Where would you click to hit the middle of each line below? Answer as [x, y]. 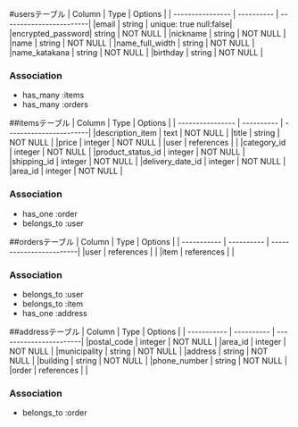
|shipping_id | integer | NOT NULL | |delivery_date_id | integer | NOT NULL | [148, 162]
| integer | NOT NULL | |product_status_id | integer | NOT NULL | [127, 152]
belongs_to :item [53, 304]
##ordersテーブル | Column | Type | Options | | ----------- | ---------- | [139, 241]
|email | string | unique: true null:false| [163, 24]
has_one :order [50, 213]
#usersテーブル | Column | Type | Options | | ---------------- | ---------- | [144, 14]
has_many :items [53, 95]
